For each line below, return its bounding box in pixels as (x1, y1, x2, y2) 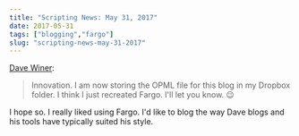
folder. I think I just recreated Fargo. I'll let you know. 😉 (30, 89, 235, 100)
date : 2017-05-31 (9, 21, 74, 30)
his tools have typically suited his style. (9, 116, 154, 127)
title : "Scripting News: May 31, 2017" (9, 13, 158, 22)
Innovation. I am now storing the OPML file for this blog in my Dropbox (30, 80, 291, 90)
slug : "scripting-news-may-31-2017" (9, 38, 146, 47)
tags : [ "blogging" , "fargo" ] (9, 30, 115, 38)
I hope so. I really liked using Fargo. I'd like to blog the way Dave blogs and (9, 106, 285, 117)
